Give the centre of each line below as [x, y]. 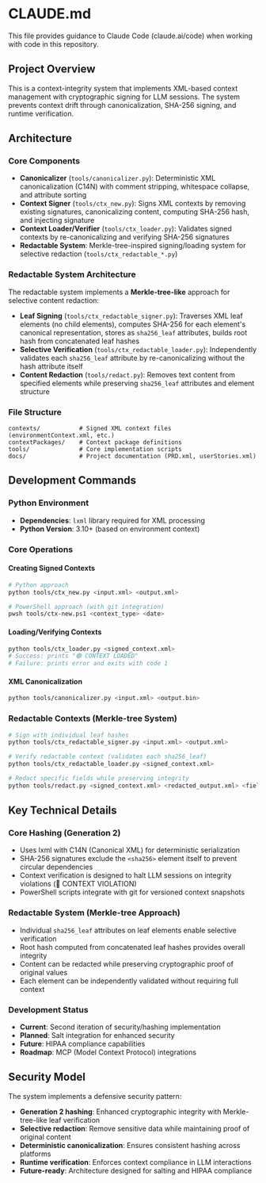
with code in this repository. [53, 44]
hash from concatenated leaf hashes [80, 341]
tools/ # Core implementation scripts [95, 450]
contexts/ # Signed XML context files [90, 429]
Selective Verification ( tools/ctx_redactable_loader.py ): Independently [138, 349]
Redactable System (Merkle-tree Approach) [94, 913]
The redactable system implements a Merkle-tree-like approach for [119, 292]
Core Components [44, 161]
